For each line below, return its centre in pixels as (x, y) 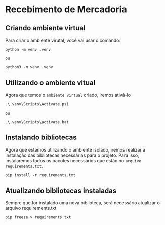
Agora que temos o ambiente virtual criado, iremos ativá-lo (68, 95)
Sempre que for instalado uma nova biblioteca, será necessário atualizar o (83, 203)
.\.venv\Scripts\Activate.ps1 (37, 104)
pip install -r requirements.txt (40, 175)
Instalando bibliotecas (41, 138)
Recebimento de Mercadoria (66, 9)
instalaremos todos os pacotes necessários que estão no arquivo (73, 160)
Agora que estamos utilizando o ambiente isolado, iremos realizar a (75, 149)
